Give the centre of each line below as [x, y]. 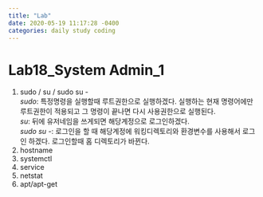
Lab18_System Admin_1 [86, 70]
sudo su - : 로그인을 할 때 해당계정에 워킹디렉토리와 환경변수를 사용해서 [130, 132]
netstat [31, 175]
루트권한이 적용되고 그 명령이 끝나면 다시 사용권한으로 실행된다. [118, 112]
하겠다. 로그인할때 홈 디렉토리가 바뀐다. [89, 141]
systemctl [36, 159]
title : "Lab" [30, 16]
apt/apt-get [39, 184]
